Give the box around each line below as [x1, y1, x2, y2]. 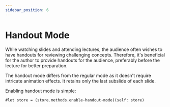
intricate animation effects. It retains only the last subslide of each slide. [5, 77, 156, 84]
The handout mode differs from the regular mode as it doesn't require [5, 72, 151, 78]
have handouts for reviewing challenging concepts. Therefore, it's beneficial [5, 51, 165, 58]
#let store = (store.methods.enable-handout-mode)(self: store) [5, 97, 145, 102]
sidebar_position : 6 [5, 7, 49, 13]
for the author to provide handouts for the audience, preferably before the [5, 57, 160, 63]
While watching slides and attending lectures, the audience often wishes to [5, 46, 163, 52]
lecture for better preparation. [5, 62, 68, 69]
